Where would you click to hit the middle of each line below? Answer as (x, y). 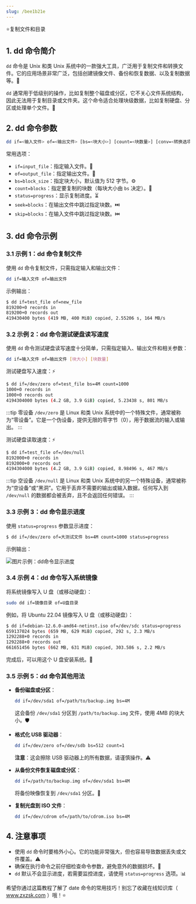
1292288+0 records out (34, 642)
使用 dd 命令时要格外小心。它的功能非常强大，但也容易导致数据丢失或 (98, 851)
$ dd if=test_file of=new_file (44, 302)
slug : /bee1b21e (26, 11)
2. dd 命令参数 (32, 128)
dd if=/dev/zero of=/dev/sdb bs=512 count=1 (69, 746)
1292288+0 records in (32, 637)
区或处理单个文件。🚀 (31, 108)
